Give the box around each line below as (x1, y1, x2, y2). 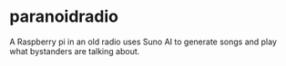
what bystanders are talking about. (9, 45, 140, 56)
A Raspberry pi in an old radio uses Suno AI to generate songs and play (9, 36, 278, 47)
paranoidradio (9, 6, 118, 27)
